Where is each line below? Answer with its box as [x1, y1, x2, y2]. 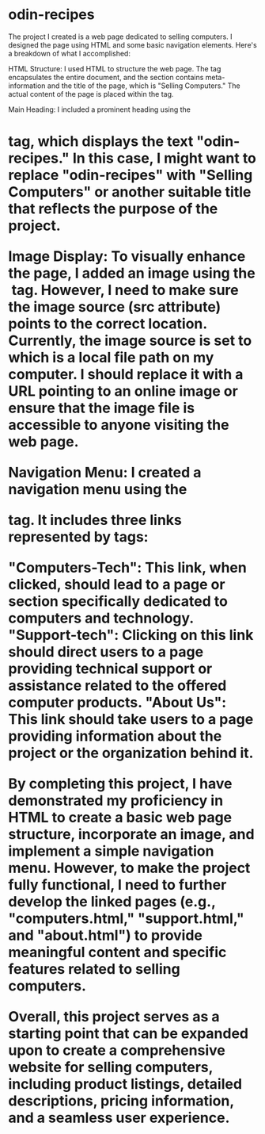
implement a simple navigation [8, 842, 214, 860]
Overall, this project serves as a [8, 1008, 220, 1026]
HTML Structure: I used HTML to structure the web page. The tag [8, 63, 221, 73]
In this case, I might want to [72, 149, 257, 167]
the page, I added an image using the [8, 264, 256, 282]
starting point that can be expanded [8, 1025, 249, 1043]
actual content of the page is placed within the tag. [8, 89, 174, 98]
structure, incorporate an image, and [8, 826, 255, 844]
